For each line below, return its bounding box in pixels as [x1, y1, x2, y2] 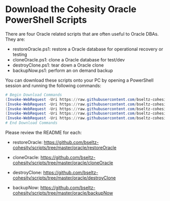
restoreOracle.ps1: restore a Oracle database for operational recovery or [12, 46, 163, 52]
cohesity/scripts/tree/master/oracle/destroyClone [12, 175, 116, 181]
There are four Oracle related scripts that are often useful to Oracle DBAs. [5, 31, 159, 37]
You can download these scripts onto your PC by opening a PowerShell [5, 77, 154, 83]
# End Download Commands [5, 120, 58, 125]
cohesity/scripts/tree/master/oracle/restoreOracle [12, 145, 117, 151]
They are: [5, 36, 25, 42]
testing [12, 51, 27, 57]
